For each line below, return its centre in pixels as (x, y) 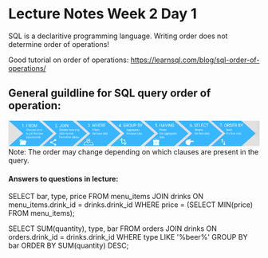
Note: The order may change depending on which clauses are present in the (134, 152)
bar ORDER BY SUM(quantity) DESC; (69, 246)
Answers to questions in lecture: (63, 178)
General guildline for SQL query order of (110, 94)
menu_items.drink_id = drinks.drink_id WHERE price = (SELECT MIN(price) (131, 205)
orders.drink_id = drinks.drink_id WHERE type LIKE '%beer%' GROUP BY (128, 237)
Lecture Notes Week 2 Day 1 (102, 14)
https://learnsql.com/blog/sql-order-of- (195, 60)
